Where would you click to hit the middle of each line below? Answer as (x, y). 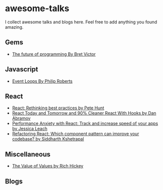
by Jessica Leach (30, 129)
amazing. (14, 27)
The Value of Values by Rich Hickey (48, 166)
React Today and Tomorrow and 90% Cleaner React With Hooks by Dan (84, 113)
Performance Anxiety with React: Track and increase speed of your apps (85, 123)
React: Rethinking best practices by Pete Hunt (58, 108)
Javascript (22, 69)
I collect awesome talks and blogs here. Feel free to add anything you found (81, 22)
